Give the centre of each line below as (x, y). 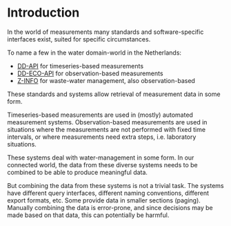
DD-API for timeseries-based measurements (80, 66)
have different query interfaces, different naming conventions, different (108, 193)
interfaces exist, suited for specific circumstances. (79, 39)
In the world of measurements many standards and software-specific (106, 32)
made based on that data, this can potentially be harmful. (88, 215)
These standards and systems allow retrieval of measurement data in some (114, 94)
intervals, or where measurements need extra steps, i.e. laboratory (102, 137)
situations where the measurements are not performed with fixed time (106, 129)
